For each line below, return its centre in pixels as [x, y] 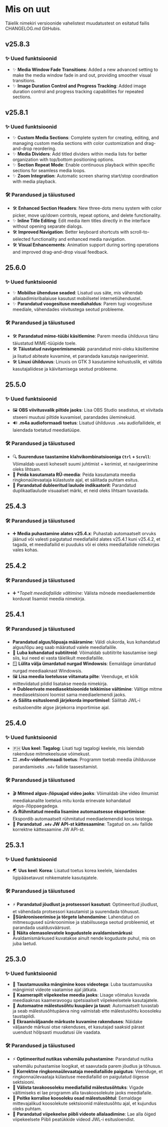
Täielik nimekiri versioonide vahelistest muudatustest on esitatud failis [77, 23]
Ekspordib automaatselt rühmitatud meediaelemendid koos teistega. [83, 819]
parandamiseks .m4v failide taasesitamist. [55, 767]
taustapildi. [24, 1016]
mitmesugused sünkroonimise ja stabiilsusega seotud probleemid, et [83, 922]
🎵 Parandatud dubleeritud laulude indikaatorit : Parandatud [74, 485]
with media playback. [34, 182]
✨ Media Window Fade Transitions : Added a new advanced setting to [85, 69]
